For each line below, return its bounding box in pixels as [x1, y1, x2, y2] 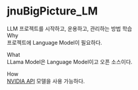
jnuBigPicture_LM [7, 4, 98, 18]
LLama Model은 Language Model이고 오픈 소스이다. [7, 58, 133, 65]
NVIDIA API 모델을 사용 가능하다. [7, 77, 85, 85]
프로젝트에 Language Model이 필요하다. [7, 39, 102, 46]
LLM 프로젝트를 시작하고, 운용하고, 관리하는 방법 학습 [7, 25, 133, 32]
